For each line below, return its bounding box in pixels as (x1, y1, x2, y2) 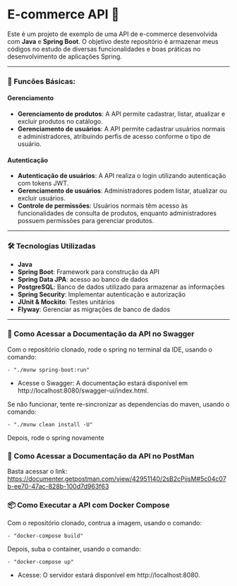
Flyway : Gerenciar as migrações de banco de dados (17, 305, 171, 313)
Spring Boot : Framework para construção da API (17, 268, 160, 276)
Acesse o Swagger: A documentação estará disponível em (17, 378, 188, 387)
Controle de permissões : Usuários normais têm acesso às (17, 201, 188, 210)
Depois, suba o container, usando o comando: (7, 545, 141, 554)
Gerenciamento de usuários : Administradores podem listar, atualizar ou (17, 186, 227, 195)
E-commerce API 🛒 (7, 6, 120, 23)
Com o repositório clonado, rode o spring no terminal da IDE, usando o (7, 345, 213, 354)
